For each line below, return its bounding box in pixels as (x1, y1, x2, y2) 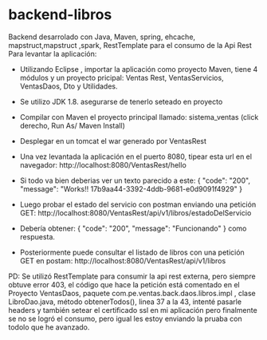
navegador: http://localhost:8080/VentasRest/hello (19, 160, 187, 169)
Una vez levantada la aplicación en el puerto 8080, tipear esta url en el (19, 152, 253, 161)
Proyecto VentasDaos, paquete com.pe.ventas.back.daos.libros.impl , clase (8, 288, 257, 298)
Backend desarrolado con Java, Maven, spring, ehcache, (8, 32, 196, 42)
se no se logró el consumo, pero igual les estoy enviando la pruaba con (8, 314, 242, 323)
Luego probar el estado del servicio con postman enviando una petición (19, 200, 257, 209)
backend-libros (8, 6, 112, 24)
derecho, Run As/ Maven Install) (19, 121, 125, 130)
